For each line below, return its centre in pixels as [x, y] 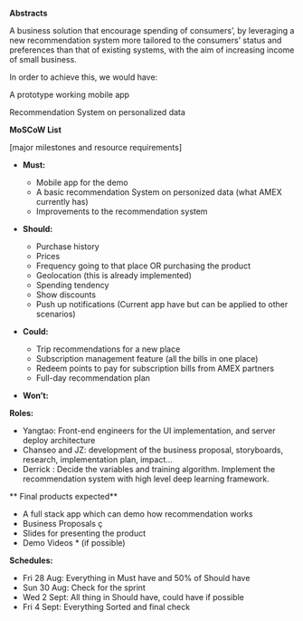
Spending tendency [72, 285]
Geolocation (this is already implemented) [114, 275]
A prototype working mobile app [69, 95]
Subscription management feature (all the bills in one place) [147, 359]
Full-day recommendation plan [93, 378]
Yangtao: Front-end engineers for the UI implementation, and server [149, 431]
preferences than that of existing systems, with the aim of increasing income [152, 50]
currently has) [62, 202]
